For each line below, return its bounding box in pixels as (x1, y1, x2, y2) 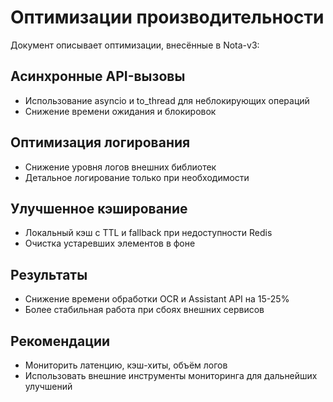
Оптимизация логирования (10, 134, 191, 151)
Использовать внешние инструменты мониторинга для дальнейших (24, 370, 318, 381)
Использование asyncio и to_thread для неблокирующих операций (24, 94, 310, 106)
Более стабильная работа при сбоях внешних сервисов (24, 304, 265, 316)
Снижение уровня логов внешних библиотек (24, 161, 217, 173)
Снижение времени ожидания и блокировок (24, 105, 217, 117)
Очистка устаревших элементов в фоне (24, 237, 196, 250)
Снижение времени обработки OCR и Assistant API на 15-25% (24, 293, 290, 305)
